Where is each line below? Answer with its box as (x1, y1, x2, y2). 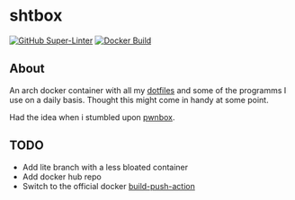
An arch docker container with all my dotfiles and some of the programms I (9, 84, 287, 95)
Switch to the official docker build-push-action (22, 180, 196, 191)
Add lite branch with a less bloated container (22, 161, 189, 172)
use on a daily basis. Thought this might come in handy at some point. (9, 94, 269, 105)
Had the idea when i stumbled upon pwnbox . (9, 111, 175, 122)
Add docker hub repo (22, 171, 102, 182)
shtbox (9, 5, 63, 26)
